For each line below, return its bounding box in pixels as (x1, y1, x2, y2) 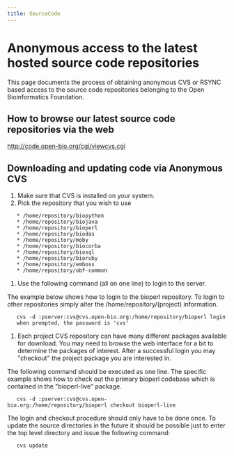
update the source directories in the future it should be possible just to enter (7, 421, 226, 430)
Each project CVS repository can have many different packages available (17, 332, 227, 341)
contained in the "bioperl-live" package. (7, 382, 122, 391)
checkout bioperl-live (110, 402, 176, 409)
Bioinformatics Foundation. (7, 92, 85, 101)
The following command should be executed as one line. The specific (7, 368, 207, 376)
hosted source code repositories (7, 55, 200, 70)
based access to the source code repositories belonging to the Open (7, 85, 205, 94)
